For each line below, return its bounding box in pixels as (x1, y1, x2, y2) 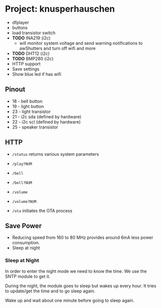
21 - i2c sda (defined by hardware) (12, 113, 82, 120)
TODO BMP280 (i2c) (12, 55, 54, 61)
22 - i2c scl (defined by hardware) (12, 119, 81, 125)
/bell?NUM (12, 180, 33, 185)
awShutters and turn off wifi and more (19, 45, 96, 51)
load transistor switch (12, 30, 56, 36)
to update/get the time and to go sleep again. (5, 288, 96, 294)
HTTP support (12, 61, 41, 67)
